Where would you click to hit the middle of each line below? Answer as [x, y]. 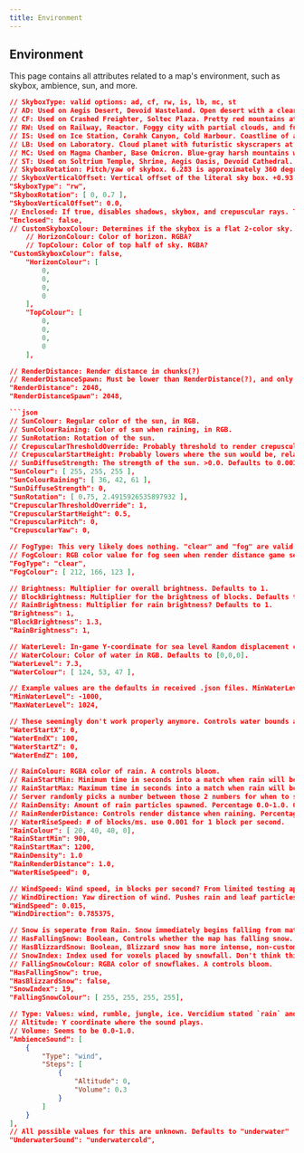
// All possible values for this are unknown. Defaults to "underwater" [149, 1132]
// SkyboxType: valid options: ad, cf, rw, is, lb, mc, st [123, 102]
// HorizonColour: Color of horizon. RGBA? [109, 237]
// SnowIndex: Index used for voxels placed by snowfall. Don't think [145, 956]
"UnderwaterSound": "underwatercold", [82, 1140]
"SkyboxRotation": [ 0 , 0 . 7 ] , [68, 195]
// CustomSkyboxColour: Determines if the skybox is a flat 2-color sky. [152, 229]
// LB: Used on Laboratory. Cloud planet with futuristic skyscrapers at [152, 144]
